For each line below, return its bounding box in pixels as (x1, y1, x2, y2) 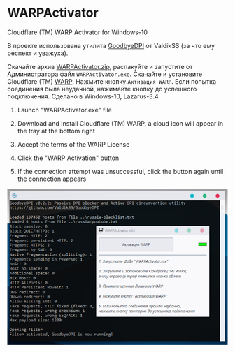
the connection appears (17, 175, 87, 183)
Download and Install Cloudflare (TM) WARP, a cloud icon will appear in (17, 119, 224, 127)
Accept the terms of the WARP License (17, 140, 130, 148)
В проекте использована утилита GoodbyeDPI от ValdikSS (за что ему (7, 41, 215, 50)
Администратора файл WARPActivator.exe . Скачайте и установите (7, 70, 203, 78)
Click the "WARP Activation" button (17, 154, 120, 162)
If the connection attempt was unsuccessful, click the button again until (17, 167, 224, 175)
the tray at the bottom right (17, 126, 96, 135)
